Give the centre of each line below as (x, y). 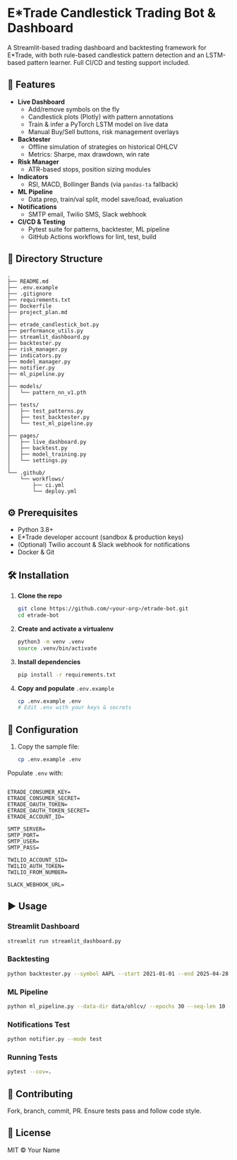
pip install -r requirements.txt (67, 675)
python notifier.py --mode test (55, 1039)
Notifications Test (39, 1025)
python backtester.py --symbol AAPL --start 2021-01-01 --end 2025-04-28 (118, 974)
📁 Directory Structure (55, 259)
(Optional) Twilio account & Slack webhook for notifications (104, 545)
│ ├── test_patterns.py (45, 411)
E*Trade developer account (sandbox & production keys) (101, 537)
